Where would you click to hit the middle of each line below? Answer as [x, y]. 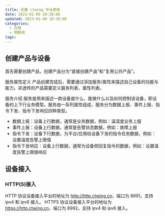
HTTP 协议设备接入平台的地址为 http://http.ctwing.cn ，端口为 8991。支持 [79, 196]
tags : [11, 37]
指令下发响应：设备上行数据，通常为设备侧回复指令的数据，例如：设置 [83, 145]
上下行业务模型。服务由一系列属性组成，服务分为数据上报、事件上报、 [84, 105]
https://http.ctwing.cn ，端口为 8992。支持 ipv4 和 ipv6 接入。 [68, 208]
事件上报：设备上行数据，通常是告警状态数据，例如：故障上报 [75, 127]
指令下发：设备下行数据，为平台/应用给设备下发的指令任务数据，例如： [84, 133]
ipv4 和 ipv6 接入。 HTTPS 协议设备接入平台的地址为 [58, 202]
